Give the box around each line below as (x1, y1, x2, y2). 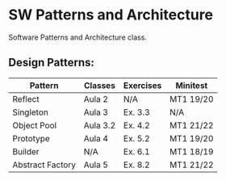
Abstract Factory (12, 159, 77, 170)
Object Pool (12, 120, 57, 131)
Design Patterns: (8, 56, 94, 69)
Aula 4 (83, 133, 109, 144)
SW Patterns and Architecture (8, 6, 214, 24)
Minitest (175, 79, 208, 90)
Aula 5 (83, 159, 109, 170)
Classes (83, 79, 115, 90)
